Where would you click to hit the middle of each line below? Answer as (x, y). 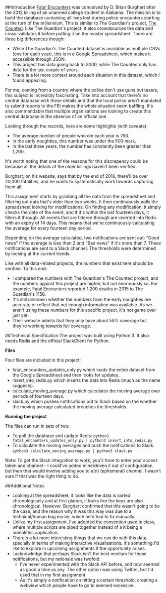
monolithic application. (35, 533)
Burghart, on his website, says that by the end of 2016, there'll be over (77, 176)
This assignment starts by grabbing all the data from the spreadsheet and (80, 196)
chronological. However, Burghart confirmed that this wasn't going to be (86, 506)
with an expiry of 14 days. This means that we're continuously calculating (80, 223)
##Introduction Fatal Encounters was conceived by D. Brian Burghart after (81, 7)
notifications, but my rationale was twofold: (56, 559)
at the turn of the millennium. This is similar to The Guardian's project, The (81, 23)
